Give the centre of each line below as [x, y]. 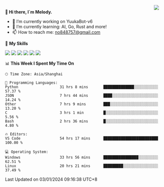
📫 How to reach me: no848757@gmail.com [56, 32]
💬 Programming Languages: [31, 83]
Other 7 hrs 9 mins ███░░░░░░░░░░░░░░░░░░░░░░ [82, 104]
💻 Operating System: [27, 152]
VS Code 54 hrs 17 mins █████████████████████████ [82, 139]
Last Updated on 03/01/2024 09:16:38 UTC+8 [51, 179]
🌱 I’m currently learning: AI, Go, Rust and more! [59, 27]
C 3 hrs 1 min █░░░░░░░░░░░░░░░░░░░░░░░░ [82, 113]
